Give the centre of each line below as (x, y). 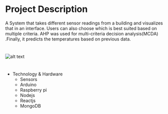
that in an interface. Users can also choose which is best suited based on (81, 28)
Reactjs (28, 100)
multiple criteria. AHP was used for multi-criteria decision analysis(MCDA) (82, 33)
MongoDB (30, 106)
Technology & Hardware (37, 74)
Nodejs (27, 95)
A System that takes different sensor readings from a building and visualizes (84, 23)
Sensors (29, 79)
